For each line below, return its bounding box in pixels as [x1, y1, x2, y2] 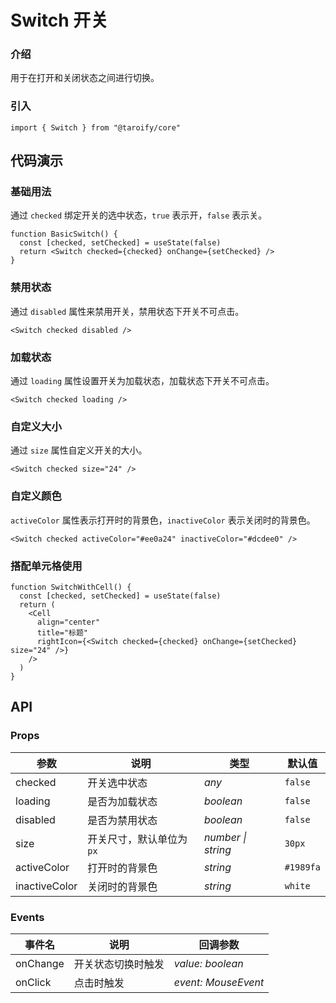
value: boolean [173, 956, 244, 970]
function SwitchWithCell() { [10, 582, 132, 592]
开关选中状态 [87, 776, 148, 790]
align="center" [36, 617, 101, 627]
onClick [15, 975, 52, 989]
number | [203, 830, 247, 844]
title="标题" [36, 627, 89, 638]
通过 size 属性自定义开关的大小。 [10, 444, 148, 456]
